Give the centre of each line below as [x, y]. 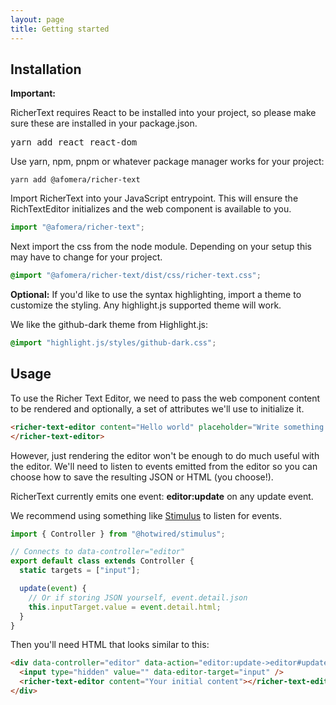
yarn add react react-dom [74, 142]
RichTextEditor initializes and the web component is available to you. [151, 209]
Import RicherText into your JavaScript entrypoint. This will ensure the [154, 198]
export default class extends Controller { [102, 561]
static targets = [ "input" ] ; [80, 571]
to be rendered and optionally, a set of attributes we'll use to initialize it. [157, 408]
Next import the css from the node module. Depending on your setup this [161, 247]
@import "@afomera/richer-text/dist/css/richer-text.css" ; [136, 276]
